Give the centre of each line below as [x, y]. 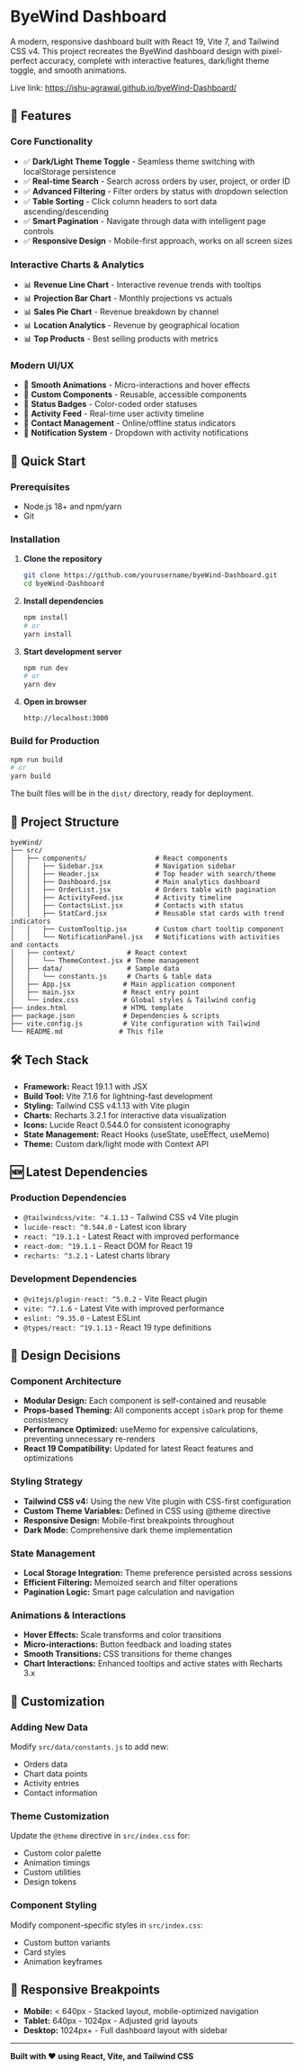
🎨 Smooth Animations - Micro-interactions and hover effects [137, 385]
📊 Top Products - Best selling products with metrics [120, 339]
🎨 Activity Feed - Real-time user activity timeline [114, 414]
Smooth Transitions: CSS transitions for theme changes [128, 1654]
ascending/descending [66, 211]
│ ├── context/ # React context [99, 953]
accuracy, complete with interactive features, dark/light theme [154, 60]
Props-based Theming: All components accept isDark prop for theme [153, 1410]
